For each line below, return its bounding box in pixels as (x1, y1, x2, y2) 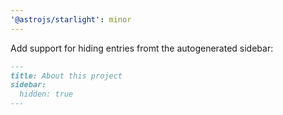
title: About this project (10, 71, 123, 81)
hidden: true (19, 89, 74, 100)
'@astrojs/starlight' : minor (10, 14, 132, 25)
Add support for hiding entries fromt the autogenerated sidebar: (10, 42, 274, 54)
